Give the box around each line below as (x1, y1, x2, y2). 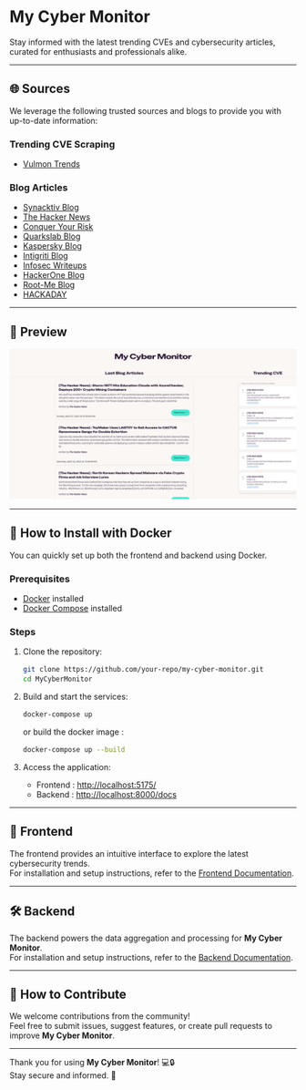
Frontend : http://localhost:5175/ (36, 779, 157, 790)
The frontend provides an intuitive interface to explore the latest (9, 848, 249, 859)
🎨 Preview (9, 324, 67, 339)
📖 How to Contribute (9, 986, 127, 1002)
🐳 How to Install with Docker (9, 526, 172, 541)
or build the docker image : (22, 726, 125, 737)
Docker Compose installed (22, 603, 123, 614)
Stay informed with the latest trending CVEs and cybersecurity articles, (9, 36, 276, 47)
